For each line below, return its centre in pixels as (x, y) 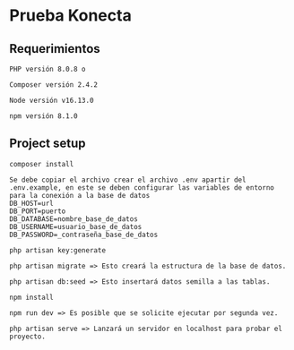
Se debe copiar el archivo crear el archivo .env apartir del (128, 180)
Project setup (48, 144)
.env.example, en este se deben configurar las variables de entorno (142, 188)
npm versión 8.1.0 (43, 116)
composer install (42, 164)
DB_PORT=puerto (38, 211)
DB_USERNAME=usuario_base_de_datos (76, 226)
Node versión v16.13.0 (52, 100)
